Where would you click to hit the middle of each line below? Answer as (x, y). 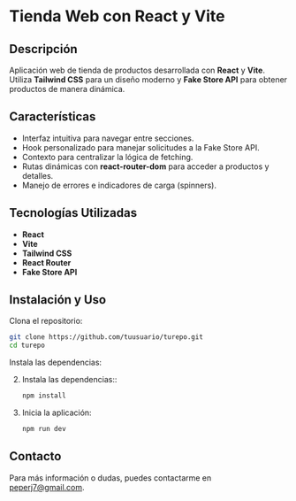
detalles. (38, 175)
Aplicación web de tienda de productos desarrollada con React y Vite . (137, 70)
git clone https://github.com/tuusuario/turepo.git (106, 337)
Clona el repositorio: (46, 321)
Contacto (35, 456)
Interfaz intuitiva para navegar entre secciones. (108, 138)
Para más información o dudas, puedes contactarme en (110, 478)
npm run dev (44, 429)
